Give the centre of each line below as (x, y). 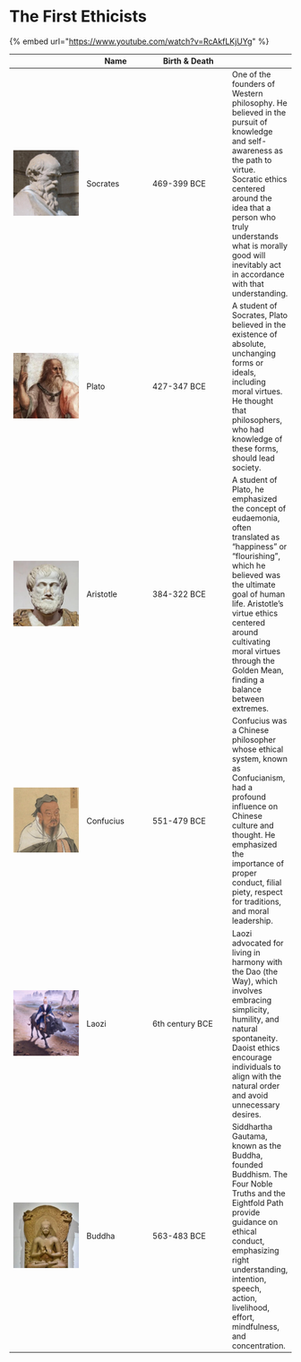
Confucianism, (258, 778)
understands (255, 236)
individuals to (256, 1066)
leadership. (252, 921)
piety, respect (257, 892)
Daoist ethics (256, 1047)
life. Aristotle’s (258, 604)
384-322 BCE (179, 594)
